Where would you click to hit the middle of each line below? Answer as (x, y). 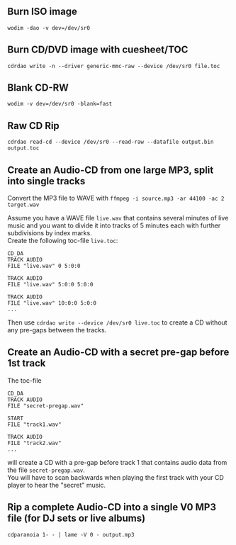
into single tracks (46, 181)
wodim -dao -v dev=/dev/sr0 (49, 28)
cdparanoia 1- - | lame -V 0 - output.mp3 (71, 534)
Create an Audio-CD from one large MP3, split (111, 170)
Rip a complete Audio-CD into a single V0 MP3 (112, 507)
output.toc (23, 148)
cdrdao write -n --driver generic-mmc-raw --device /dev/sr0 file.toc (114, 66)
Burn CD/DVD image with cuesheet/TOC (98, 50)
